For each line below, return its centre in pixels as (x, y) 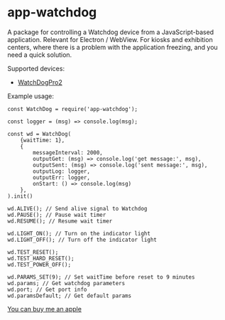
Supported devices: (36, 68)
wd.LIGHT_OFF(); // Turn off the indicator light (82, 240)
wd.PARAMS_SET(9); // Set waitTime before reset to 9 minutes (101, 277)
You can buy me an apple (44, 309)
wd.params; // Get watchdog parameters (66, 283)
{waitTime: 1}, (43, 140)
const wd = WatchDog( (39, 134)
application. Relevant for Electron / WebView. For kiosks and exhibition (110, 39)
